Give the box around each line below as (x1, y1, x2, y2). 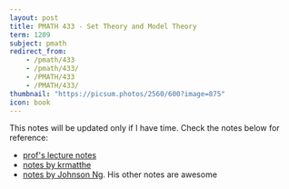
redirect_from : (9, 47, 67, 56)
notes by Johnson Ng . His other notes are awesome (22, 169, 218, 180)
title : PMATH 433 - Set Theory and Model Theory (9, 22, 197, 31)
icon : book (9, 97, 51, 107)
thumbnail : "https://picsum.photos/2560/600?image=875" (9, 89, 225, 98)
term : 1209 (9, 30, 51, 39)
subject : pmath (9, 38, 67, 48)
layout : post (9, 13, 59, 23)
